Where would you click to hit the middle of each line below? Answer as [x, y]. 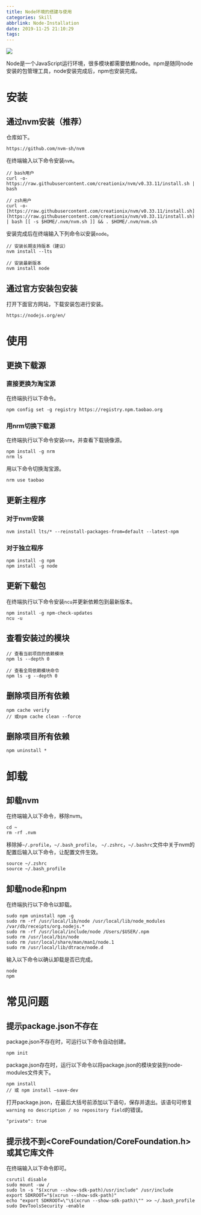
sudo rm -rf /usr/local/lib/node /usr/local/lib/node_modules [86, 921]
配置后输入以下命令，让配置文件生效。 [54, 852]
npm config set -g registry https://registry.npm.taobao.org [85, 410]
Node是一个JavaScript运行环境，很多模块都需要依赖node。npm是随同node [100, 63]
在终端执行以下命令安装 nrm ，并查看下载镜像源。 [66, 440]
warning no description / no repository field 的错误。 [76, 1110]
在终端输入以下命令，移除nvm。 [46, 816]
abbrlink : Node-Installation [43, 23]
